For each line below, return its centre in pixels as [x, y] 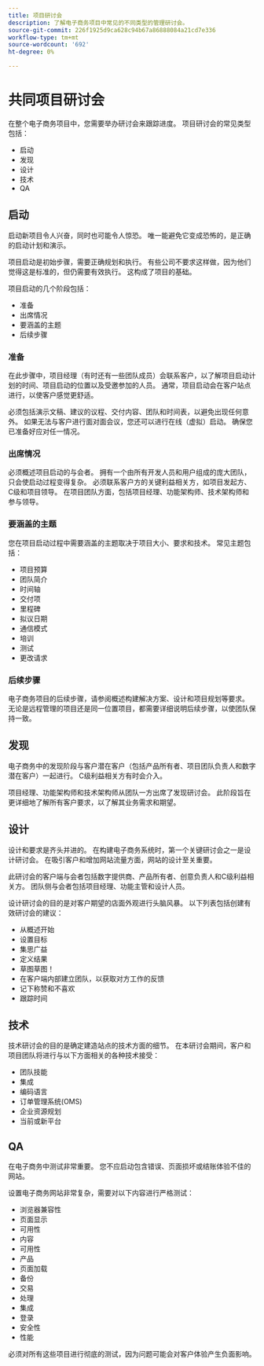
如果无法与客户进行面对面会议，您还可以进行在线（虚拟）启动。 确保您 [138, 422]
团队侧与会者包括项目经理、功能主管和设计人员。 [110, 886]
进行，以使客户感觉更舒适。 [53, 395]
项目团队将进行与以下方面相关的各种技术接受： [84, 1056]
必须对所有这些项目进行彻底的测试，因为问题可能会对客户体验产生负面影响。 [132, 1354]
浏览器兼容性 [40, 1210]
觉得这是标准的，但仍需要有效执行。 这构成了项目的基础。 [102, 271]
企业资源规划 [40, 1111]
